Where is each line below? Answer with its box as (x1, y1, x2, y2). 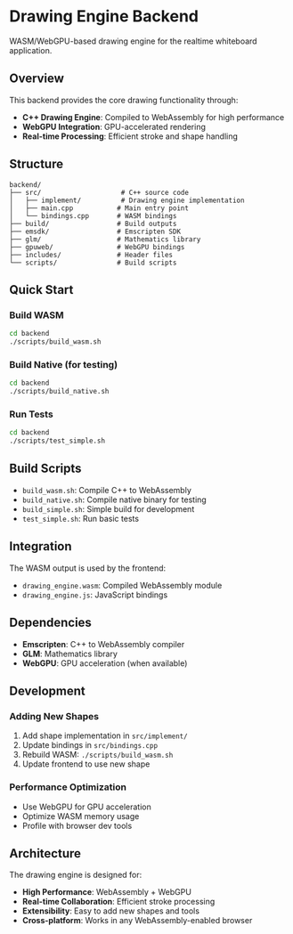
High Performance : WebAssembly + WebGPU (21, 887, 191, 897)
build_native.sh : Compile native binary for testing (21, 494, 207, 505)
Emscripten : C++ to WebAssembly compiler (21, 638, 185, 649)
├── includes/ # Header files (9, 250, 174, 259)
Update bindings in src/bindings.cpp (21, 740, 159, 751)
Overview (9, 71, 65, 86)
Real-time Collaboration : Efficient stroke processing (21, 897, 216, 907)
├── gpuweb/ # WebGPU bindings (9, 242, 185, 251)
